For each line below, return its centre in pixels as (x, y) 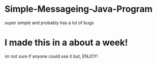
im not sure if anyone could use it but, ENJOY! (51, 56)
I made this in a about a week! (66, 43)
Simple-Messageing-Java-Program (79, 9)
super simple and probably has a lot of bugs (49, 23)
